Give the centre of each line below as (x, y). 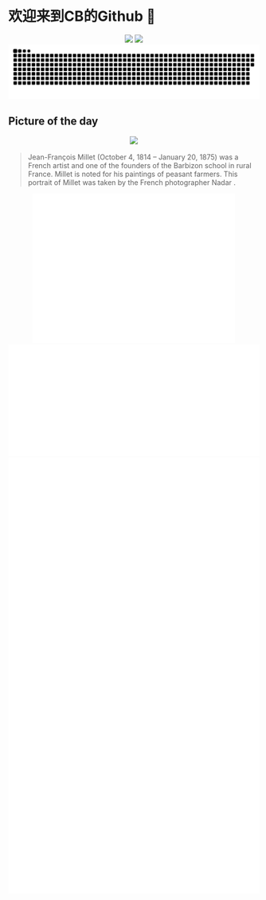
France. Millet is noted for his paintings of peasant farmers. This (133, 174)
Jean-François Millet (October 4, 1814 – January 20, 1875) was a (133, 157)
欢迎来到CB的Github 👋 (82, 16)
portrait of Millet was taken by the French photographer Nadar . (132, 182)
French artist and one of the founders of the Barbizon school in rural (140, 165)
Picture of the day (53, 122)
